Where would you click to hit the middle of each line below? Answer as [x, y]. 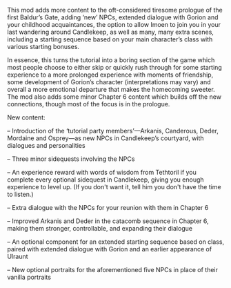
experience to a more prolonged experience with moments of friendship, [110, 75]
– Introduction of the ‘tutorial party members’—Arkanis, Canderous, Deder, [113, 131]
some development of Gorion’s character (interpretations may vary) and [109, 82]
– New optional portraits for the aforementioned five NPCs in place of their [113, 270]
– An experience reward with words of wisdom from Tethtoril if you [102, 172]
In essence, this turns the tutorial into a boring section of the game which [111, 60]
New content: [27, 117]
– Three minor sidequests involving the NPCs [71, 159]
